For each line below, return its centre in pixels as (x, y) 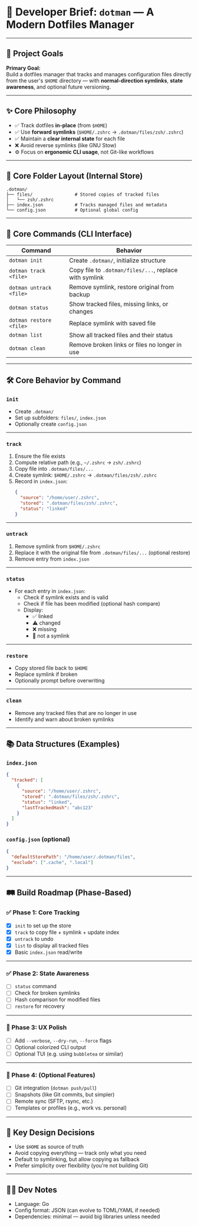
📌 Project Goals (35, 54)
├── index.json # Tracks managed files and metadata (87, 205)
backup (80, 295)
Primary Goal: (24, 68)
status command (36, 986)
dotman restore (30, 321)
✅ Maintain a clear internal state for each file (70, 138)
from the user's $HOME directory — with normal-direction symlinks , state (95, 80)
